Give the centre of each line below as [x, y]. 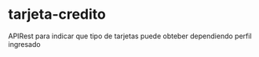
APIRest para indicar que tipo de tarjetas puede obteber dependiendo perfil [130, 36]
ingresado [24, 44]
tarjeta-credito [57, 14]
